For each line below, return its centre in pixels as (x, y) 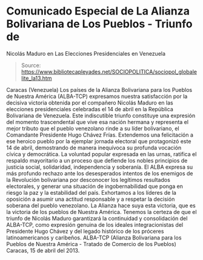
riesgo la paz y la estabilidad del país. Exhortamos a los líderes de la (92, 192)
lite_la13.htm (36, 78)
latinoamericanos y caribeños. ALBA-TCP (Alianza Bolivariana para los (94, 238)
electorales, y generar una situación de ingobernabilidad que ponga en (95, 186)
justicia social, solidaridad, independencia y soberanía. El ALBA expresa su (100, 167)
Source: (31, 65)
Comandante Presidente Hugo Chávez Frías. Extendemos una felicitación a (100, 135)
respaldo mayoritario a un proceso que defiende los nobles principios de (97, 160)
